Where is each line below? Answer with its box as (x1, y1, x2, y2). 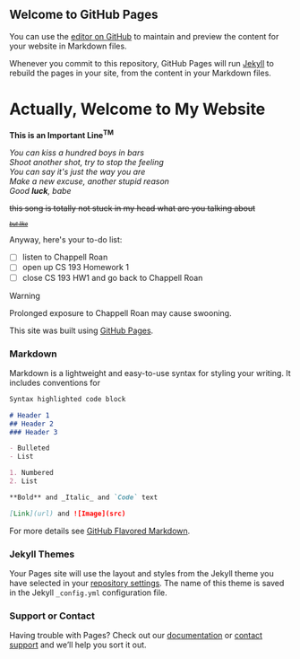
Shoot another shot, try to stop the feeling (9, 157, 164, 168)
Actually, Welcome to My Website (9, 99, 266, 119)
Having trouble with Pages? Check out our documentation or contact (9, 630, 262, 641)
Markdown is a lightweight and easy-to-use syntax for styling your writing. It (9, 367, 291, 378)
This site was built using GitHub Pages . (9, 325, 154, 336)
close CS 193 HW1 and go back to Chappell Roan (21, 272, 203, 283)
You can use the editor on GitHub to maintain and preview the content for (9, 31, 279, 41)
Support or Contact (9, 610, 96, 622)
